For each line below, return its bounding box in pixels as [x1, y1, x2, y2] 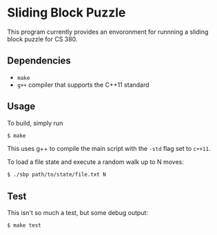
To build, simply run [7, 119, 63, 127]
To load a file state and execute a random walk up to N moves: [7, 158, 184, 166]
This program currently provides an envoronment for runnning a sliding [7, 28, 209, 36]
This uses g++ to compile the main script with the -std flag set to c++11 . [7, 145, 211, 153]
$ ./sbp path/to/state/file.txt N [7, 171, 107, 178]
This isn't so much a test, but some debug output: [7, 209, 148, 217]
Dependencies [7, 55, 71, 67]
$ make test [7, 222, 41, 229]
